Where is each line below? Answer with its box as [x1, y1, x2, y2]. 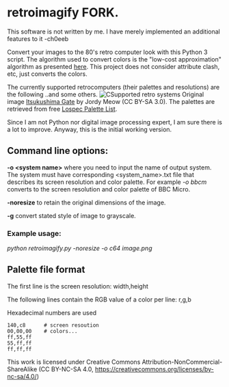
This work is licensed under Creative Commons [7, 358, 141, 366]
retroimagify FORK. [7, 5, 119, 21]
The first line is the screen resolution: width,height [7, 282, 149, 290]
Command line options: [7, 145, 109, 157]
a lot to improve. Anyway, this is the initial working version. [7, 125, 172, 133]
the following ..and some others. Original [7, 90, 204, 98]
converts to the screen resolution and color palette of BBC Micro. [7, 185, 191, 193]
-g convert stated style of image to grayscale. [7, 211, 137, 219]
